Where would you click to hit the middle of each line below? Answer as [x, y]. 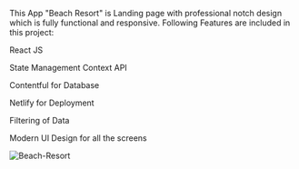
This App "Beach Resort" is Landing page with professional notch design [146, 13]
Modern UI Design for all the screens [78, 138]
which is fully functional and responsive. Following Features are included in [150, 23]
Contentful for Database [55, 85]
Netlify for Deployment [52, 103]
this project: [32, 32]
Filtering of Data [40, 120]
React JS [26, 50]
